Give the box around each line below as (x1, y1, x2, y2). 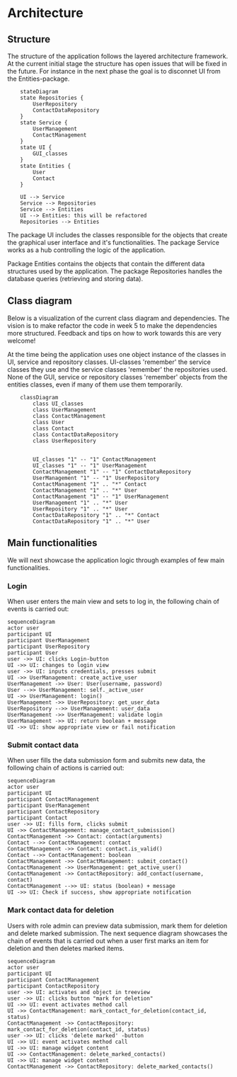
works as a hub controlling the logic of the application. (7, 246, 166, 254)
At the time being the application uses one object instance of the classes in (7, 350, 226, 358)
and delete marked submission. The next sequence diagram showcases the (7, 929, 228, 938)
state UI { (20, 144, 52, 151)
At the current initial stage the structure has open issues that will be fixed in (7, 59, 228, 68)
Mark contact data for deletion (7, 905, 115, 915)
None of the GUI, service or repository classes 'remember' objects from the (7, 372, 228, 381)
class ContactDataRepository (33, 431, 119, 438)
